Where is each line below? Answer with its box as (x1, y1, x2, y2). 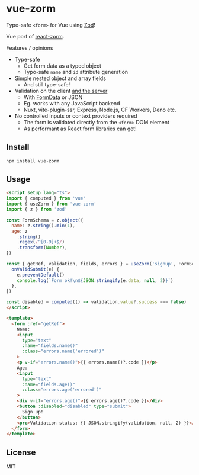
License (6, 447, 36, 457)
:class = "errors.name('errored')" (21, 348, 105, 354)
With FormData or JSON (23, 94, 83, 101)
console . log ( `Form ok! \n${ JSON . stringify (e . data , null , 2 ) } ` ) (17, 277, 174, 283)
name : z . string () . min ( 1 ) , (11, 223, 76, 229)
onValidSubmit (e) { (11, 266, 60, 272)
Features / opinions (6, 44, 53, 52)
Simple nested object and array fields (14, 75, 107, 82)
